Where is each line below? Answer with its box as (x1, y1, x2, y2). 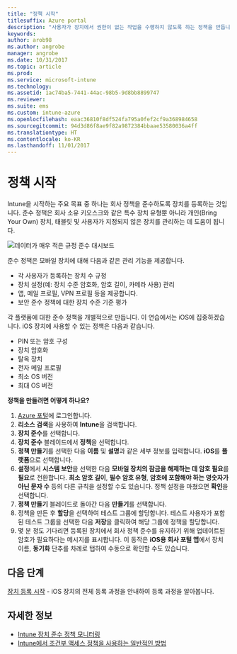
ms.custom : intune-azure (7, 109, 81, 116)
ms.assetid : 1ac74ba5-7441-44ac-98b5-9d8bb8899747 (7, 89, 160, 96)
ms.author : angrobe (7, 43, 65, 50)
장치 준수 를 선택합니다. (17, 429, 80, 438)
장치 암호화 (17, 346, 49, 354)
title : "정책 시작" (7, 10, 59, 18)
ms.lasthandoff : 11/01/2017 (7, 142, 91, 150)
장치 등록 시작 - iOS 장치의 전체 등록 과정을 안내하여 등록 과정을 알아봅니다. (7, 587, 214, 595)
